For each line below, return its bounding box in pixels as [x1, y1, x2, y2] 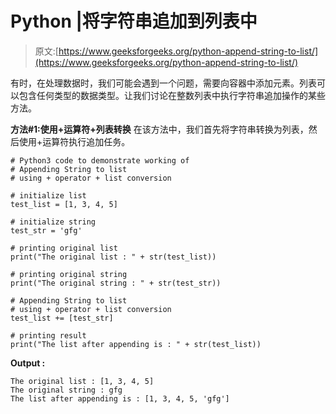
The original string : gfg [10, 385, 123, 395]
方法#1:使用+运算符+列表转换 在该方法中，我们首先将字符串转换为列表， [10, 123, 309, 135]
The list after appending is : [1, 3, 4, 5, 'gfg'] [10, 393, 230, 404]
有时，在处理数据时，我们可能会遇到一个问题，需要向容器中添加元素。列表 [10, 77, 317, 89]
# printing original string [10, 269, 128, 279]
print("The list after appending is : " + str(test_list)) [10, 339, 262, 349]
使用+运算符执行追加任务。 [18, 135, 131, 147]
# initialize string [10, 217, 97, 227]
